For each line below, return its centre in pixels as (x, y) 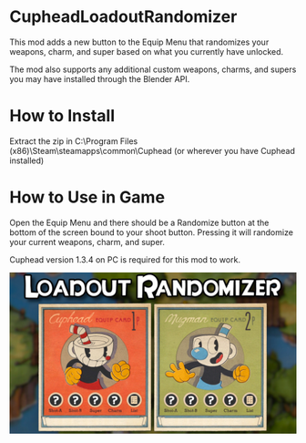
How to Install (62, 116)
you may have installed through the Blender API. (100, 78)
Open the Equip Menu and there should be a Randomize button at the (139, 222)
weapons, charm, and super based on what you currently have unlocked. (147, 51)
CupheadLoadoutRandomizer (123, 17)
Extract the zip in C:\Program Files (74, 141)
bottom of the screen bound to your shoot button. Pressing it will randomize (152, 232)
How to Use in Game (87, 197)
